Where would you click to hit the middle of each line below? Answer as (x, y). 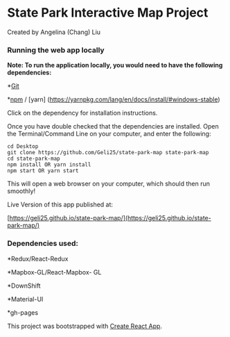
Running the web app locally (56, 50)
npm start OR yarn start (43, 171)
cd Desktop (23, 147)
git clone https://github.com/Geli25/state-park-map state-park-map (108, 153)
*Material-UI (25, 299)
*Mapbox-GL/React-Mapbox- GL (54, 272)
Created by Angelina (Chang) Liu (54, 32)
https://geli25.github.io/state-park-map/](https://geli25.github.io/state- (110, 218)
